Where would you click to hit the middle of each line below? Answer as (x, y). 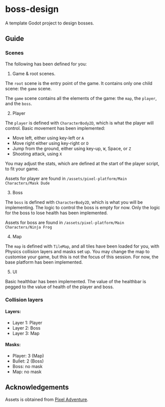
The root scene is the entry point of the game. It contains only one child (79, 83)
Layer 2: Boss (26, 328)
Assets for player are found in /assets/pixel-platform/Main (66, 178)
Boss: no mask (27, 366)
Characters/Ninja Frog (29, 227)
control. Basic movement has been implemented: (55, 128)
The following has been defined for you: (46, 64)
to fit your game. (22, 169)
